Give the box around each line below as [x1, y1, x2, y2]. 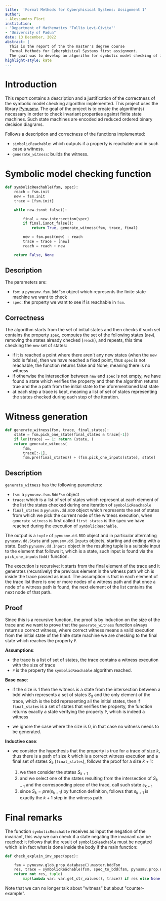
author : [5, 12, 21, 17]
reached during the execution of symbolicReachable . [12, 523, 118, 529]
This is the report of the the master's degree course [9, 44, 125, 49]
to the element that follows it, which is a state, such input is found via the [5, 548, 153, 554]
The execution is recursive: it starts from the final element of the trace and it [5, 563, 160, 569]
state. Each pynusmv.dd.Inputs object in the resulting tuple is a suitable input [5, 543, 161, 549]
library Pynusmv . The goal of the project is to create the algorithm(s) [5, 106, 145, 112]
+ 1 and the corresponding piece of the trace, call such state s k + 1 [19, 782, 153, 789]
